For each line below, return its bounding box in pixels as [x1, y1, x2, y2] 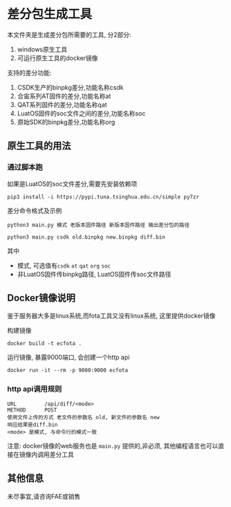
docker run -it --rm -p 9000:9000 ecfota [7, 367, 129, 374]
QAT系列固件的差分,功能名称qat [17, 100, 107, 109]
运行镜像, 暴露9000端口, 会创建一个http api [7, 353, 130, 362]
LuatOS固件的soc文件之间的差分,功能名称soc [17, 109, 146, 118]
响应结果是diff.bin [7, 421, 58, 428]
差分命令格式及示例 [7, 206, 62, 214]
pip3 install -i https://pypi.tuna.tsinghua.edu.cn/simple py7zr [7, 193, 199, 201]
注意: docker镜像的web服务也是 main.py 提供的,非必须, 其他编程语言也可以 [7, 441, 219, 450]
